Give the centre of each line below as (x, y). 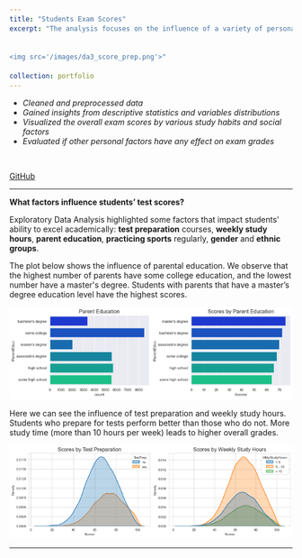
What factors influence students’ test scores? (97, 202)
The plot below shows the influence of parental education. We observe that (149, 265)
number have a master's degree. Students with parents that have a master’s (150, 285)
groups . (24, 248)
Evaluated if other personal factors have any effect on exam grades (148, 141)
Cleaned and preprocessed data (83, 103)
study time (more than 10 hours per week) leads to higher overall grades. (144, 433)
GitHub (22, 176)
